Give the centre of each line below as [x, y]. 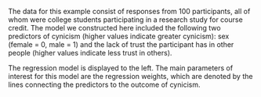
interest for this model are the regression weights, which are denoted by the [130, 76]
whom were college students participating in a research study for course [125, 20]
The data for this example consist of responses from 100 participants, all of [129, 11]
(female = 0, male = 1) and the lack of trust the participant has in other [121, 45]
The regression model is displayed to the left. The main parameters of [121, 68]
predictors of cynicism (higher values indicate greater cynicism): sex [119, 36]
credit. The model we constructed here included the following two [114, 28]
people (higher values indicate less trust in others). [90, 53]
